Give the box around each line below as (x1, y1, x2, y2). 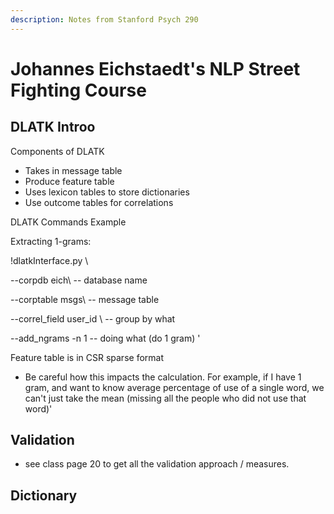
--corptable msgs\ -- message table (10, 293, 160, 305)
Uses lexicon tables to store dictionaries (24, 186, 190, 198)
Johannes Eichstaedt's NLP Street (10, 57, 301, 80)
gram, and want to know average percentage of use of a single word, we (24, 381, 325, 393)
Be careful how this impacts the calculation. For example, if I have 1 (24, 371, 302, 383)
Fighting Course (10, 79, 147, 101)
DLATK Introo (10, 119, 96, 136)
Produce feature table (24, 175, 115, 187)
